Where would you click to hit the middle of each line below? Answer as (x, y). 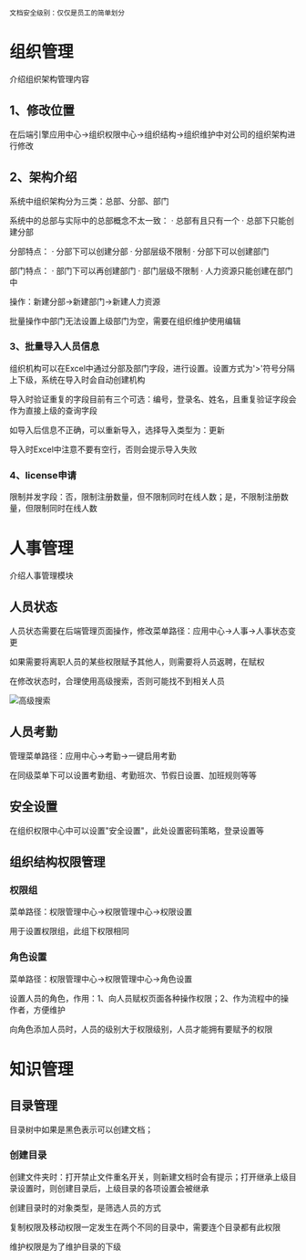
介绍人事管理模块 (41, 576)
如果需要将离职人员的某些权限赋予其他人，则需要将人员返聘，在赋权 (137, 661)
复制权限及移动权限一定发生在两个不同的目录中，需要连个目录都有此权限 (145, 1227)
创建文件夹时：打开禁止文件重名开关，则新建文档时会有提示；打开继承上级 (149, 1177)
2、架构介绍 (43, 178)
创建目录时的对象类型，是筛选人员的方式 (85, 1207)
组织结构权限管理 (57, 861)
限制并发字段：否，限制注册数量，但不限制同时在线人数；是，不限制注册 (145, 497)
